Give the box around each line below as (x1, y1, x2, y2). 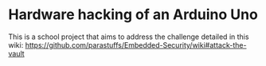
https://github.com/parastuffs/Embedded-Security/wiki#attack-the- (25, 40, 247, 49)
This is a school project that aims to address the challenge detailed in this (8, 32, 249, 41)
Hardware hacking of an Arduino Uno (8, 6, 259, 24)
